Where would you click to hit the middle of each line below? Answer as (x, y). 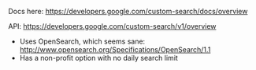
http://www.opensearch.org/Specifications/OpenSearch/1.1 (115, 49)
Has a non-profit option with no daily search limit (99, 58)
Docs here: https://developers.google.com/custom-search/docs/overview (128, 11)
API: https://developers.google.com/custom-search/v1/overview (112, 26)
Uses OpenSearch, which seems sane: (82, 41)
